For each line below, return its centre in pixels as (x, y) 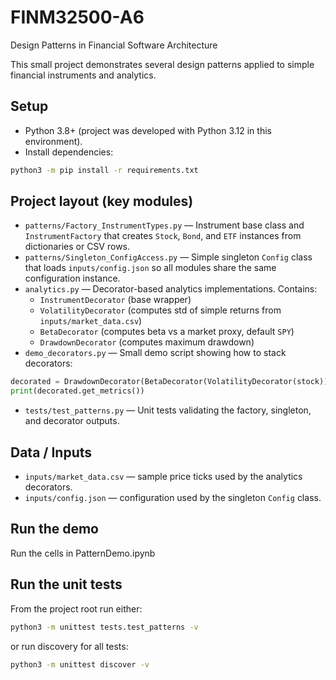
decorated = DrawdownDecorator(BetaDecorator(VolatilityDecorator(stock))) (171, 382)
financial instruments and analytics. (83, 75)
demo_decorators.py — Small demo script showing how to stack (155, 353)
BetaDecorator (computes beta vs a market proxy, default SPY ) (167, 332)
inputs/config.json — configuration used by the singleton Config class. (173, 497)
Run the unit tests (66, 584)
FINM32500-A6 (77, 17)
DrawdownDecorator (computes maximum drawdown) (147, 342)
